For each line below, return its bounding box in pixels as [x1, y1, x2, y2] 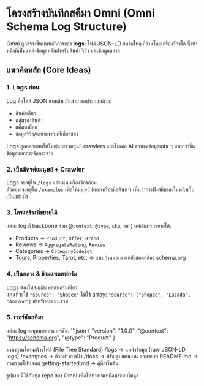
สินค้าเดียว [15, 109, 37, 116]
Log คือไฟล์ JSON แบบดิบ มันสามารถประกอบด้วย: [6, 97, 112, 104]
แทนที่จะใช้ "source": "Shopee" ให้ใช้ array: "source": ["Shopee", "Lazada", [6, 290, 191, 298]
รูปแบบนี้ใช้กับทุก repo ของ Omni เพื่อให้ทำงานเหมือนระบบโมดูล [6, 371, 139, 379]
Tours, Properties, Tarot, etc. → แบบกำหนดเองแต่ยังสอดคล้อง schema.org [15, 254, 186, 262]
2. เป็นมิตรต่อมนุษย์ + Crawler [6, 165, 85, 173]
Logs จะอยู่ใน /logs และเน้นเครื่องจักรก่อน [6, 178, 97, 186]
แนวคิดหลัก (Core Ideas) [6, 65, 91, 75]
